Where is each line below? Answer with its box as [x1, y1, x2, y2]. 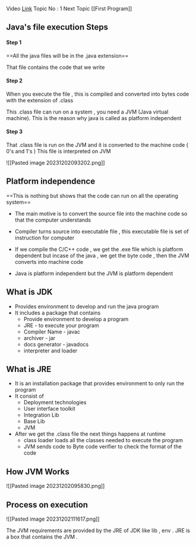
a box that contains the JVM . [6, 533, 78, 540]
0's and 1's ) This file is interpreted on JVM [6, 148, 111, 155]
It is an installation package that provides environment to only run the [14, 380, 184, 387]
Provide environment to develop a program [23, 315, 129, 323]
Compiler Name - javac [23, 328, 81, 335]
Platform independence [6, 177, 96, 187]
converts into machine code [14, 258, 83, 265]
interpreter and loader [23, 347, 78, 354]
